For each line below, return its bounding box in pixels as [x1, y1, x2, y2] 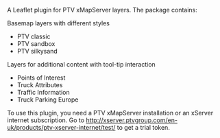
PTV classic [16, 32, 51, 41]
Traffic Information [16, 89, 70, 96]
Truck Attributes [16, 81, 63, 89]
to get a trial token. [117, 124, 170, 131]
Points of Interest [16, 73, 66, 82]
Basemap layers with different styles [7, 19, 110, 27]
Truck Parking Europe [16, 95, 79, 104]
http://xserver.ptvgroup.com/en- [85, 116, 178, 124]
